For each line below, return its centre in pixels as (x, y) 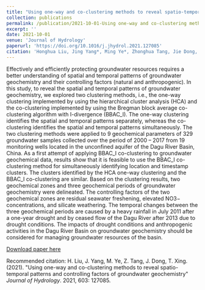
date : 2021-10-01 (28, 35)
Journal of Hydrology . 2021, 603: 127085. (59, 280)
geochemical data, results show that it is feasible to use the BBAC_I (91, 160)
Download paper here (34, 249)
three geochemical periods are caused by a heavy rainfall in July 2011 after (100, 211)
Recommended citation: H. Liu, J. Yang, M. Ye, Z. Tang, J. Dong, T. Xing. (97, 261)
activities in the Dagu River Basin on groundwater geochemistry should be (99, 231)
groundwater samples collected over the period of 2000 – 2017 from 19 (95, 140)
